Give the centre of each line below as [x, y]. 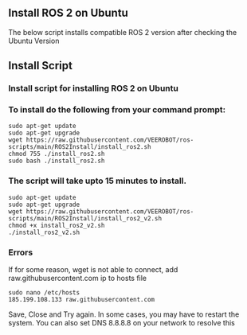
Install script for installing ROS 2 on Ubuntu [94, 88]
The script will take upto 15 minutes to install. [98, 181]
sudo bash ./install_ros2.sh [57, 161]
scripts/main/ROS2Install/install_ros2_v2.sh [85, 218]
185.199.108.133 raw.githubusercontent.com [82, 300]
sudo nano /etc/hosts [44, 293]
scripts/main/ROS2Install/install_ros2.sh [80, 147]
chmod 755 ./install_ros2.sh [57, 154]
